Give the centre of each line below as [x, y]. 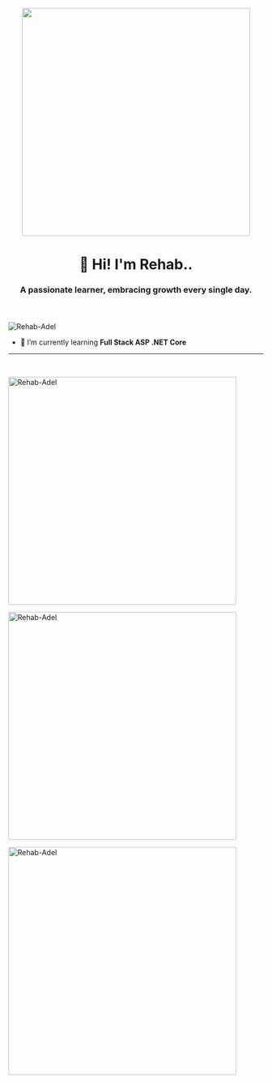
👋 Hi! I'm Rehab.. [136, 265]
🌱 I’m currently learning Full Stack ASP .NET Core [103, 342]
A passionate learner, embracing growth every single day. [136, 290]
